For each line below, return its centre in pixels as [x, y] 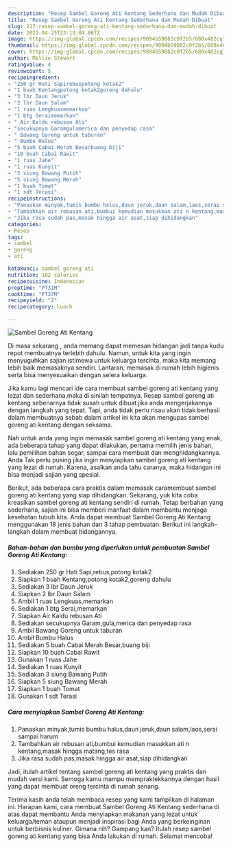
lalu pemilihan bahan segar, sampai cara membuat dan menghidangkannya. [114, 453]
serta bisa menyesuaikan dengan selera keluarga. [78, 375]
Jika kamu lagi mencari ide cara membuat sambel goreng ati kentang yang [113, 388]
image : [17, 39]
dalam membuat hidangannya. [74, 532]
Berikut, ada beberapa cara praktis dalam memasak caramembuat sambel [112, 488]
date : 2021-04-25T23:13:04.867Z [54, 33]
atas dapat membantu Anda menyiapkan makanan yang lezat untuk [103, 814]
